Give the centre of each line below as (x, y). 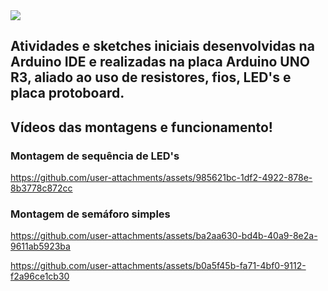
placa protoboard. (67, 93)
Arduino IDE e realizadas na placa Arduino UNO (160, 62)
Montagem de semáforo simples (90, 214)
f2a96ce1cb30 (40, 276)
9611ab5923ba (40, 246)
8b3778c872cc (41, 188)
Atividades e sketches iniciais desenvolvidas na (162, 46)
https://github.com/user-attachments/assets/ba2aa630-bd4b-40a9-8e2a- (164, 236)
